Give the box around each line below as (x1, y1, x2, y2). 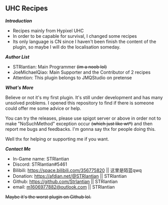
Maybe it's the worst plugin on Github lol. (5, 194, 92, 200)
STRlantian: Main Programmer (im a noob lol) (12, 63, 107, 70)
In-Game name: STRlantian (12, 155, 70, 162)
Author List (5, 54, 30, 60)
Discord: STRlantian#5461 (12, 161, 67, 167)
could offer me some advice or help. (5, 105, 81, 111)
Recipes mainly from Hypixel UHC (12, 28, 84, 34)
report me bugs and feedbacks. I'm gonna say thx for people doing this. (5, 126, 156, 132)
